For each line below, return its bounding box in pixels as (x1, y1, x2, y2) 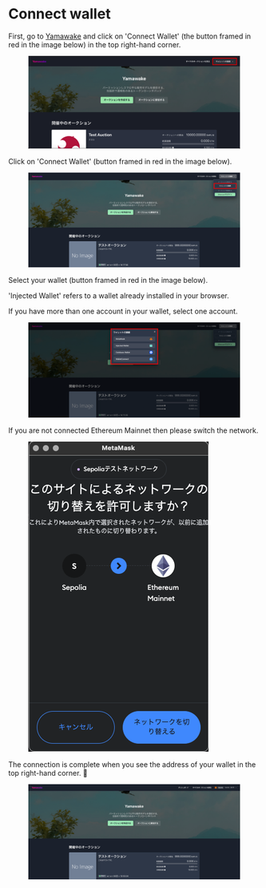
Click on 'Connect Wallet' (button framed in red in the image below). (8, 156, 232, 166)
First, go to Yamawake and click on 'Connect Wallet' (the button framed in (8, 31, 252, 41)
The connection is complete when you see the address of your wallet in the (8, 759, 256, 769)
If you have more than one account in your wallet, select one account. (8, 306, 238, 317)
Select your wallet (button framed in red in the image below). (8, 276, 208, 285)
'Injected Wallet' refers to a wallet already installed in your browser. (8, 291, 229, 301)
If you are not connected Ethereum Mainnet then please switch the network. (8, 426, 259, 435)
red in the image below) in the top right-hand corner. (8, 39, 181, 49)
